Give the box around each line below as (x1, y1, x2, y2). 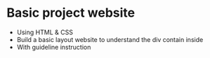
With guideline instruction (16, 43, 91, 51)
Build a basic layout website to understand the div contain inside (16, 35, 204, 43)
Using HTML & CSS (16, 28, 73, 36)
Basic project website (6, 5, 136, 21)
